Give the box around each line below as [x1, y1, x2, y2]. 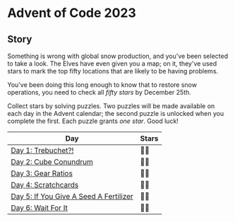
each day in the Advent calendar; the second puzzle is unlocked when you [7, 110, 224, 117]
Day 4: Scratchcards [11, 180, 79, 189]
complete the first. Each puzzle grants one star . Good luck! [7, 117, 179, 125]
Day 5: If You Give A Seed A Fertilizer [11, 192, 134, 201]
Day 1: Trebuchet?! [11, 146, 74, 155]
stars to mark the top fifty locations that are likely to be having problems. [7, 67, 219, 75]
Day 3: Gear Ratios [11, 168, 73, 178]
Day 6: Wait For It [11, 203, 68, 213]
